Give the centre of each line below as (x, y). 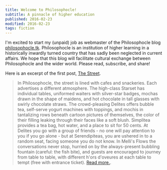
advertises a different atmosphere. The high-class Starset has (81, 88)
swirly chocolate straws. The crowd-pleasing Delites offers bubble (86, 104)
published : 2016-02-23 (29, 19)
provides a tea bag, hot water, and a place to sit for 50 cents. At (83, 126)
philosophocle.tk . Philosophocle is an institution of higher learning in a (77, 48)
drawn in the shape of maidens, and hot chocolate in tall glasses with (88, 99)
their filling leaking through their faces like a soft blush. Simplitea (84, 120)
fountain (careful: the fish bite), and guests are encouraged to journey (89, 152)
